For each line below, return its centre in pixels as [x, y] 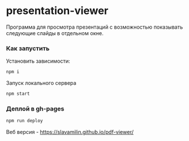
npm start [18, 94]
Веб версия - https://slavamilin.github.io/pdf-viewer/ [70, 132]
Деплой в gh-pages [35, 108]
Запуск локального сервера [41, 83]
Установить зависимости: [38, 61]
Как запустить [28, 48]
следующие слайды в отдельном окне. [55, 33]
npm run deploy [25, 121]
